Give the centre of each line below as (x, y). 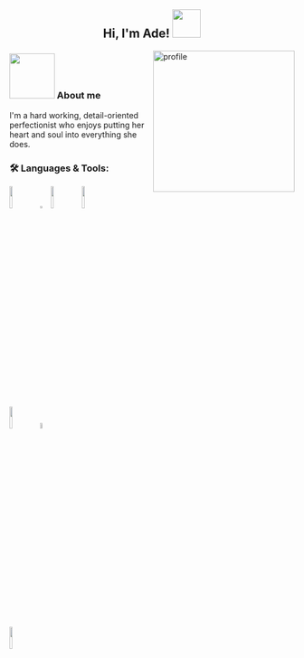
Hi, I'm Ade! (136, 34)
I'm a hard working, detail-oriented (74, 115)
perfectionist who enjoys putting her (77, 125)
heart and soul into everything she (73, 134)
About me (79, 96)
